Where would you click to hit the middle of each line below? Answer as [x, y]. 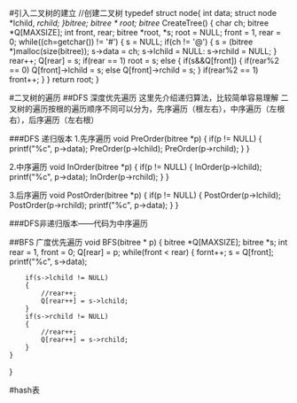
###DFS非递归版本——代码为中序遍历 [78, 223]
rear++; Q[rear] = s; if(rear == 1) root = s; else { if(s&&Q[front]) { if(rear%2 [144, 61]
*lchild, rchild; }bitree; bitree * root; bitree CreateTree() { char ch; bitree [139, 23]
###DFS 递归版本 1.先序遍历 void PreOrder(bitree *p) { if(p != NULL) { [136, 139]
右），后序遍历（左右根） [54, 120]
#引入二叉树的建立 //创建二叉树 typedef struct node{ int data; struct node [143, 13]
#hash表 [24, 390]
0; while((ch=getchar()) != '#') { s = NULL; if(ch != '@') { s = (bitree [131, 42]
